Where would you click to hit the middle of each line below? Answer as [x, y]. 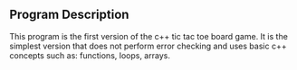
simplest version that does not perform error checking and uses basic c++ [148, 46]
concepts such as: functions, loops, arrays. [90, 55]
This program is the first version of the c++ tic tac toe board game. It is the [148, 36]
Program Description [69, 15]
